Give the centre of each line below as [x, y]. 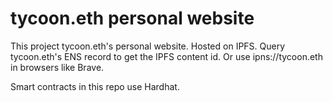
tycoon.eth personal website [132, 18]
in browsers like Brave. [57, 67]
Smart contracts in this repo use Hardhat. [95, 86]
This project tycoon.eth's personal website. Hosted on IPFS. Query [148, 46]
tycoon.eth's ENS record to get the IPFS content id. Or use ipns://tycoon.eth [166, 56]
